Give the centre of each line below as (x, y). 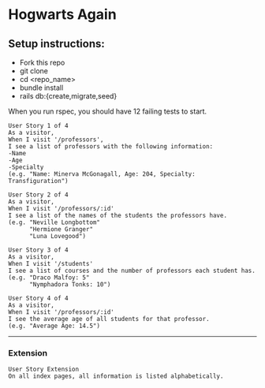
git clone (34, 71)
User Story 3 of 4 (38, 250)
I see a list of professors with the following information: (111, 147)
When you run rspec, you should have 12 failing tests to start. (108, 111)
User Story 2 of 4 (38, 195)
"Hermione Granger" (61, 229)
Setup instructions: (56, 44)
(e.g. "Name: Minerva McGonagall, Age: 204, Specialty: (102, 174)
